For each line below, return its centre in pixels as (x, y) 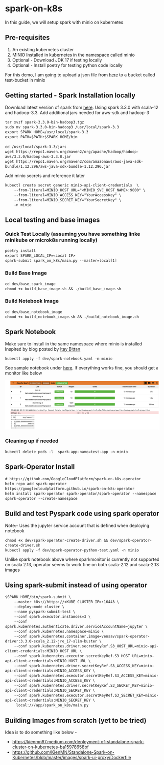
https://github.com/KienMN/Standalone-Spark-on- (63, 752)
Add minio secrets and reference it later (45, 176)
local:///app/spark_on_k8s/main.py (52, 705)
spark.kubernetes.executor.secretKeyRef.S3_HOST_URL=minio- (92, 656)
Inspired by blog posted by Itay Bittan (43, 349)
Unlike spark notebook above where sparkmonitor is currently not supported (82, 559)
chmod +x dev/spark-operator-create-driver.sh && (57, 540)
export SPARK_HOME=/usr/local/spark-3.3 (47, 132)
